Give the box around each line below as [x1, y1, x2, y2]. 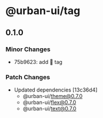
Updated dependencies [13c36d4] [14, 86, 98, 93]
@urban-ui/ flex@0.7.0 [22, 99, 77, 106]
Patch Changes [5, 73, 51, 81]
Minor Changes [5, 45, 51, 53]
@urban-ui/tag [5, 4, 81, 18]
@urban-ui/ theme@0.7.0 [22, 93, 83, 100]
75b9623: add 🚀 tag [14, 58, 63, 65]
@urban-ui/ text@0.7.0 [22, 105, 77, 112]
